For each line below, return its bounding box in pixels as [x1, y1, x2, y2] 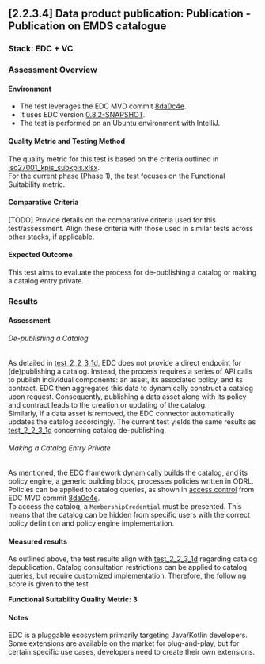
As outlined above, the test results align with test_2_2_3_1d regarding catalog [8, 554, 258, 563]
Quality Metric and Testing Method [8, 137, 125, 146]
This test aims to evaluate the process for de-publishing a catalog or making [8, 267, 257, 277]
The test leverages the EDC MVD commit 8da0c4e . [19, 101, 187, 111]
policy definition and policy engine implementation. [8, 518, 175, 528]
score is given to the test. [8, 579, 91, 589]
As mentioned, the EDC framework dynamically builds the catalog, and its [8, 468, 248, 477]
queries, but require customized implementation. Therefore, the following [8, 571, 247, 581]
